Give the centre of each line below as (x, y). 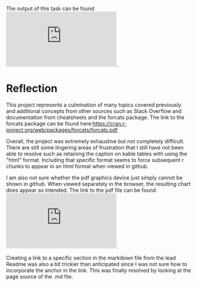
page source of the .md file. (40, 277)
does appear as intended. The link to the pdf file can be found (81, 190)
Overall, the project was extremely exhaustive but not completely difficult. (96, 141)
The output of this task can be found (50, 9)
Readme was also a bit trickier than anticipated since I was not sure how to (96, 264)
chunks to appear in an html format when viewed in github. (77, 166)
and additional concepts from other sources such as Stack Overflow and (94, 111)
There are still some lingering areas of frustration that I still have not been (95, 147)
